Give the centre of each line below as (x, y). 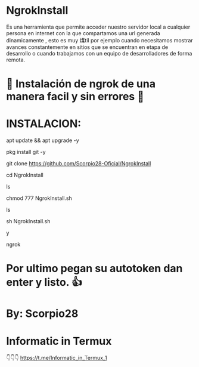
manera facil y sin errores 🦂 (75, 97)
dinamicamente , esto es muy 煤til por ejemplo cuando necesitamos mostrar (100, 40)
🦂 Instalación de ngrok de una (81, 84)
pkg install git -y (26, 152)
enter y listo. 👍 (44, 283)
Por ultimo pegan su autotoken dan (94, 269)
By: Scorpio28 (42, 314)
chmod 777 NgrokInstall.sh (39, 198)
